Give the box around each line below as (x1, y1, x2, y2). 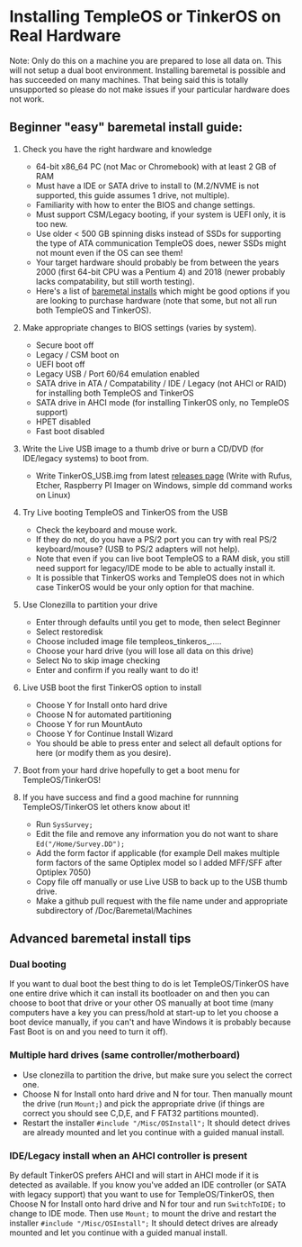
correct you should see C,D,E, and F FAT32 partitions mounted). (22, 1107, 259, 1118)
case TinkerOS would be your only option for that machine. (35, 581, 254, 592)
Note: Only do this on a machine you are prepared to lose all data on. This (9, 55, 282, 66)
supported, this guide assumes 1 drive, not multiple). (35, 189, 230, 200)
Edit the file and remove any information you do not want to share (35, 828, 279, 839)
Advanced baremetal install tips (9, 931, 191, 947)
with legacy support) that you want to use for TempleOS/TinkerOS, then (9, 1189, 275, 1200)
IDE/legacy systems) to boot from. (22, 452, 150, 463)
